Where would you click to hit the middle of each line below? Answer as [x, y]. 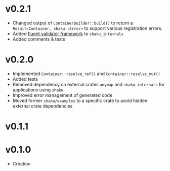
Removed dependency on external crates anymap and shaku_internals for [89, 84]
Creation [22, 164]
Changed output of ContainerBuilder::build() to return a [73, 23]
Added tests [25, 79]
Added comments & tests [39, 39]
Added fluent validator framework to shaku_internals [68, 33]
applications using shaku [38, 90]
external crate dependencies [42, 106]
